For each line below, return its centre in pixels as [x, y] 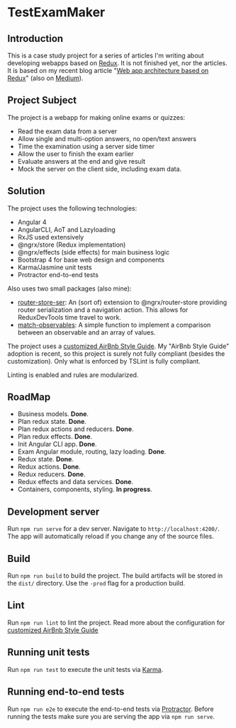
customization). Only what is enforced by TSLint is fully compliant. [104, 361]
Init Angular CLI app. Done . [57, 444]
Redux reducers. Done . [51, 474]
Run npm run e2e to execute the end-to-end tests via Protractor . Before [111, 709]
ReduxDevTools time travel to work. [69, 317]
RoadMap [29, 397]
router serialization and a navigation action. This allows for [103, 310]
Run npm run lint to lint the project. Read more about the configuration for [116, 622]
